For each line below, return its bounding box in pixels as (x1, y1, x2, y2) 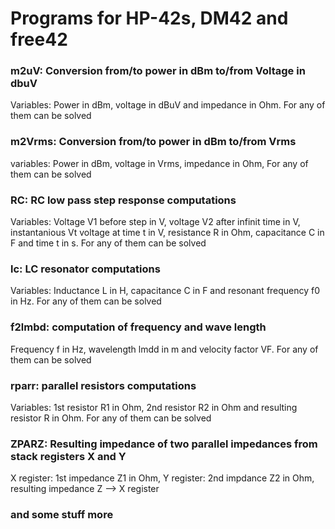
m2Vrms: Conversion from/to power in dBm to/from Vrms (10, 135, 297, 149)
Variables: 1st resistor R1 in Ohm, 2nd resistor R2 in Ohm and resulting (10, 401, 298, 413)
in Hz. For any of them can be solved (10, 295, 162, 307)
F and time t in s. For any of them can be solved (10, 237, 207, 249)
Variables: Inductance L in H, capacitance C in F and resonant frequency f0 (10, 285, 321, 297)
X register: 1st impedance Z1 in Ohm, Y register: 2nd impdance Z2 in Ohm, (10, 472, 315, 484)
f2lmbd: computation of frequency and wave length (10, 320, 267, 334)
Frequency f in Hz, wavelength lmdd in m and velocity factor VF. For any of (10, 343, 319, 355)
